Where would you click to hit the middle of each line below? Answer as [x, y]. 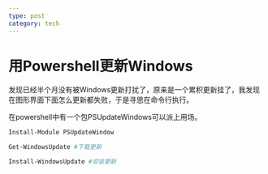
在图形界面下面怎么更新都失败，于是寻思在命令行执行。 [101, 100]
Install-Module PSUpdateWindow [61, 133]
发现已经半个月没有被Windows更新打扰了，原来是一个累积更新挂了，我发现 [134, 90]
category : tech [34, 23]
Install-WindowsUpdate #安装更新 [63, 162]
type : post [27, 16]
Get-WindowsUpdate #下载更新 [55, 147]
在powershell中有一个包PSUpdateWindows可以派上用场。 [105, 117]
